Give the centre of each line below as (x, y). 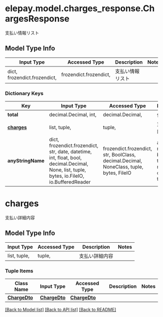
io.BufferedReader (70, 182)
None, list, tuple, (68, 170)
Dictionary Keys (24, 93)
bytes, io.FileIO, (67, 176)
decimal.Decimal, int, (73, 115)
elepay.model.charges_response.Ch (80, 8)
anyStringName (26, 161)
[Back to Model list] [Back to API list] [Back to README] (61, 310)
